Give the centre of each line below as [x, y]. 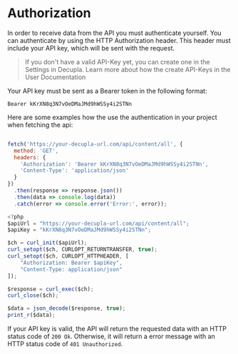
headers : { [30, 157]
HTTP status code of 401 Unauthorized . [65, 344]
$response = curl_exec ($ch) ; [51, 289]
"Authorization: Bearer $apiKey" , [71, 263]
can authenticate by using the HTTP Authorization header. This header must [119, 40]
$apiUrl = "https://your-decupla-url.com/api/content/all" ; [99, 223]
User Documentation [55, 77]
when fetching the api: [40, 125]
